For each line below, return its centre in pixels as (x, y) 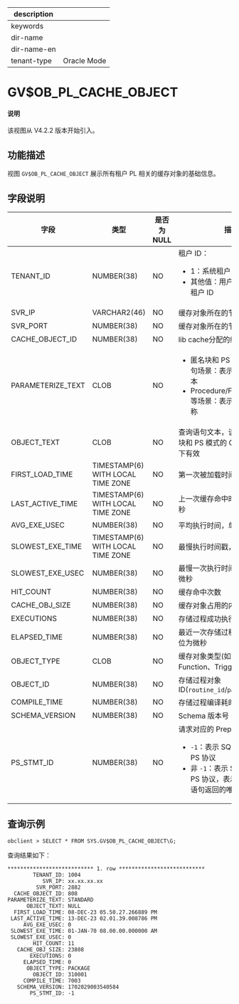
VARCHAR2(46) (119, 312)
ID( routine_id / (203, 689)
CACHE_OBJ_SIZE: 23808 (50, 949)
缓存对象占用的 (203, 606)
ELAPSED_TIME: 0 (47, 962)
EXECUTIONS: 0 (51, 956)
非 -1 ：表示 (209, 768)
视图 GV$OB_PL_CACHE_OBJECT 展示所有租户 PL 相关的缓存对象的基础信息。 (113, 174)
